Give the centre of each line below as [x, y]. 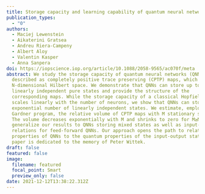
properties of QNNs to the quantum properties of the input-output [99, 137]
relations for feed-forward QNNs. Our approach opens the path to [98, 131]
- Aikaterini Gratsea [39, 40]
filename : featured [37, 165]
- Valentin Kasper [35, 57]
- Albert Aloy [30, 52]
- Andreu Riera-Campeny [42, 46]
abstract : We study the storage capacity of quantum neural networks [97, 74]
